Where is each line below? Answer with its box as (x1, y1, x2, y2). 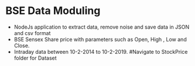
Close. (13, 42, 30, 49)
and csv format (13, 29, 51, 36)
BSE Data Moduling (5, 4, 101, 18)
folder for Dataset (13, 54, 57, 61)
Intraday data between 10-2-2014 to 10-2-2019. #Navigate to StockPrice (13, 48, 188, 55)
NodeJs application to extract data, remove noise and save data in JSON (13, 23, 190, 30)
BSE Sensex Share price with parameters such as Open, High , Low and (13, 36, 187, 43)
